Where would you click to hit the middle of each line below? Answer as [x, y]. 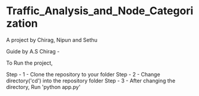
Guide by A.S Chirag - [33, 51]
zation [22, 23]
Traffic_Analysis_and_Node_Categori [100, 11]
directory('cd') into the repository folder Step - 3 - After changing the [91, 81]
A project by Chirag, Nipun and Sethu [52, 40]
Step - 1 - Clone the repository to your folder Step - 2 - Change [83, 74]
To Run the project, [29, 63]
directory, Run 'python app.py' [43, 87]
